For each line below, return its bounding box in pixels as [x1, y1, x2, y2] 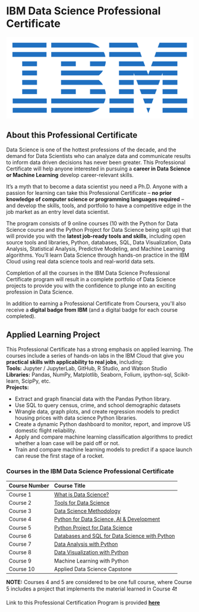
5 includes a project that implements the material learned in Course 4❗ [6, 585, 177, 592]
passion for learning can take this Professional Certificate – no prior [6, 189, 172, 196]
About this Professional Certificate [6, 130, 138, 141]
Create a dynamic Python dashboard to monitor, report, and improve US [14, 420, 191, 427]
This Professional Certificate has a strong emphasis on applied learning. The [6, 346, 194, 353]
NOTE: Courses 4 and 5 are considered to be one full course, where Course [6, 579, 192, 586]
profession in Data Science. [6, 288, 74, 296]
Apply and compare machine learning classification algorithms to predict [14, 433, 193, 440]
